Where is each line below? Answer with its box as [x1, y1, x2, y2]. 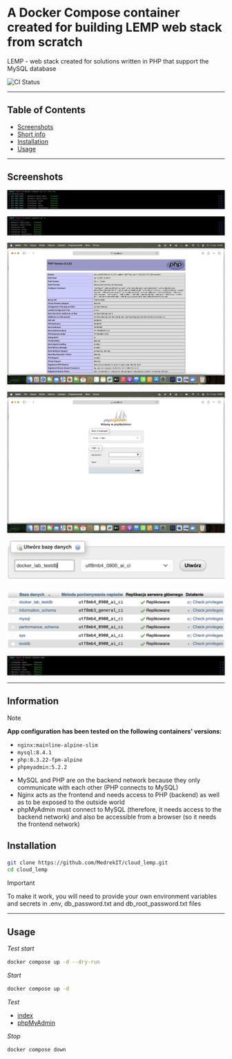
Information [7, 696, 59, 707]
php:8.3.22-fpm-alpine [17, 756, 83, 763]
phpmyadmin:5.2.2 [17, 763, 68, 771]
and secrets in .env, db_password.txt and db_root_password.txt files [7, 899, 202, 908]
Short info [17, 130, 46, 138]
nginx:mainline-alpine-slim [17, 741, 98, 749]
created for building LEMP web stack [7, 19, 222, 35]
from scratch [7, 35, 83, 50]
